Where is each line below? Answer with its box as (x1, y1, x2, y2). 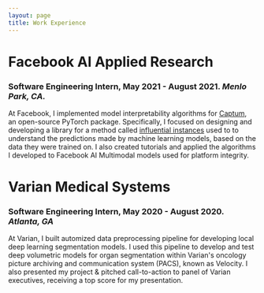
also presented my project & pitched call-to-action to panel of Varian (8, 267, 231, 276)
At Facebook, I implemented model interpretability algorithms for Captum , (8, 108, 247, 118)
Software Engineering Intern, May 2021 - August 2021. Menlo (8, 80, 247, 91)
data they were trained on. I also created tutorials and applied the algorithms (8, 142, 256, 151)
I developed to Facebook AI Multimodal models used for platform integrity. (8, 150, 250, 160)
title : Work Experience (8, 19, 87, 27)
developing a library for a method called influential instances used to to (8, 125, 239, 135)
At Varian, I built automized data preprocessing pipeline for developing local (8, 234, 255, 243)
